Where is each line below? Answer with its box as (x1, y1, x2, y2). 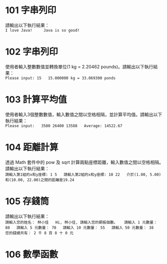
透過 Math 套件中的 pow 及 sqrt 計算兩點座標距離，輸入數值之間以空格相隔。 (5, 159, 164, 165)
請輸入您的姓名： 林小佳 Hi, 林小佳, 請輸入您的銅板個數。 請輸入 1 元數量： (5, 220, 157, 225)
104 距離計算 (5, 142, 59, 153)
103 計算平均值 (5, 94, 67, 106)
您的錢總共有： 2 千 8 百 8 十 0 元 (5, 230, 74, 235)
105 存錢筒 (5, 196, 49, 207)
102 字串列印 (5, 46, 58, 58)
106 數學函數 (5, 248, 58, 260)
